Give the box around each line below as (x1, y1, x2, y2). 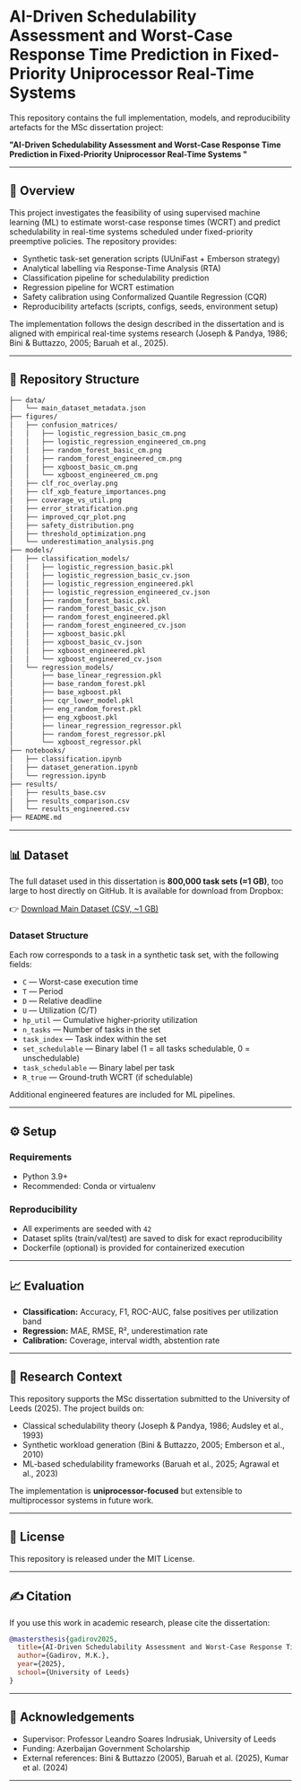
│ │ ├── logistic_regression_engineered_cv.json (9, 587, 211, 596)
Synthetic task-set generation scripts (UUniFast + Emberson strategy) (21, 253, 280, 264)
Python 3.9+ (21, 1170, 69, 1182)
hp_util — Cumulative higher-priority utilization (21, 1015, 199, 1026)
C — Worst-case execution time (21, 976, 139, 987)
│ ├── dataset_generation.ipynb (9, 763, 139, 772)
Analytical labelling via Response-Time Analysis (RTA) (21, 262, 221, 273)
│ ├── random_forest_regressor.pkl (9, 729, 167, 738)
